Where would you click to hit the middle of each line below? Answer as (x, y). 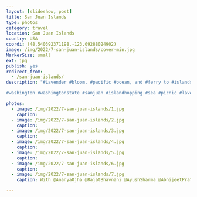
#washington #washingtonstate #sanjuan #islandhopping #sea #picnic (91, 93)
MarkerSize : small (28, 55)
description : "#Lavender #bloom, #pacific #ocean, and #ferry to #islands (99, 83)
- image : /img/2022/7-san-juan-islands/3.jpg (68, 131)
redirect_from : (25, 72)
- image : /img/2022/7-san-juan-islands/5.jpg (68, 152)
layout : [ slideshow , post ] (39, 11)
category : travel (27, 28)
